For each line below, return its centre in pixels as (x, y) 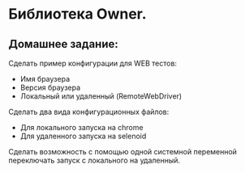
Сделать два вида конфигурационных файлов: (89, 112)
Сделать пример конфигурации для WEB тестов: (92, 63)
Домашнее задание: (64, 44)
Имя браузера (45, 79)
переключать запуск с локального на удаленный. (95, 160)
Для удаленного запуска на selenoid (83, 136)
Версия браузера (50, 87)
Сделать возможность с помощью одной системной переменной (123, 152)
